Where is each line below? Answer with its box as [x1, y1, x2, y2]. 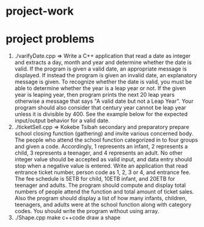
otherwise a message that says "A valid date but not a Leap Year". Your [14, 97, 194, 105]
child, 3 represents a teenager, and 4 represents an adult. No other [14, 149, 183, 156]
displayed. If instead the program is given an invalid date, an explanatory [14, 72, 197, 79]
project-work [5, 4, 74, 18]
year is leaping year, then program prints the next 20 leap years [14, 91, 175, 99]
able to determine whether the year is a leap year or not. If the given [14, 85, 186, 92]
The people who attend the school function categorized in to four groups [14, 136, 199, 144]
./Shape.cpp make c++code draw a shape [14, 214, 121, 222]
